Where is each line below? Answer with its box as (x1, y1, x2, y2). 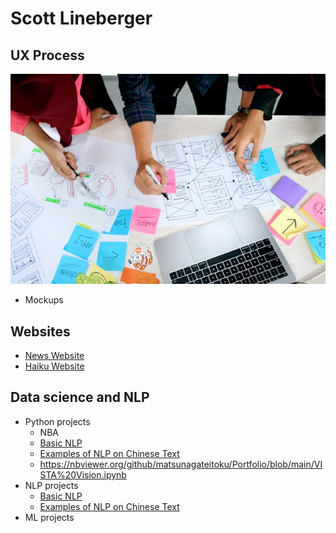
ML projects (24, 511, 75, 523)
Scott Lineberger (10, 7, 153, 30)
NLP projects (24, 479, 79, 491)
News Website (24, 350, 85, 362)
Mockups (24, 294, 64, 306)
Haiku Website (24, 360, 85, 372)
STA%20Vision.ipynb (39, 468, 127, 481)
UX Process (10, 47, 85, 64)
